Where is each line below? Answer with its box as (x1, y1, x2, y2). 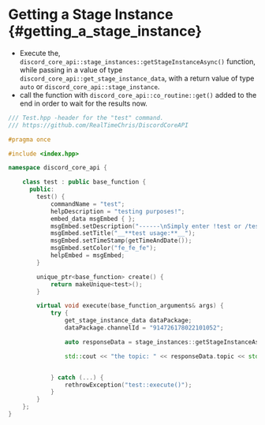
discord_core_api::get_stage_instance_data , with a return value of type (19, 73, 255, 83)
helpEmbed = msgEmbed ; (50, 252, 125, 259)
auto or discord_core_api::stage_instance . (19, 81, 160, 91)
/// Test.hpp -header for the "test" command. (8, 114, 164, 121)
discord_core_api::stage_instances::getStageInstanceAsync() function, (19, 57, 256, 66)
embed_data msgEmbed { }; (50, 214, 136, 222)
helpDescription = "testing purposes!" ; (50, 207, 185, 215)
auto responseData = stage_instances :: (64, 337, 196, 346)
